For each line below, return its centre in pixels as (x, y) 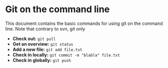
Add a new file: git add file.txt (47, 49)
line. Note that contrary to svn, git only (45, 28)
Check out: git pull (34, 39)
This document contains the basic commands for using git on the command (84, 23)
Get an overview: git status (43, 44)
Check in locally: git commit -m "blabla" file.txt (66, 55)
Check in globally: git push (42, 60)
